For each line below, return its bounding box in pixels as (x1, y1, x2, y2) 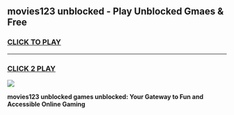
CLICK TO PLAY (7, 38, 61, 47)
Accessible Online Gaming (7, 100, 86, 108)
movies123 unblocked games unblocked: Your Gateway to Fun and (7, 92, 204, 100)
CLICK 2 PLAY (7, 63, 56, 73)
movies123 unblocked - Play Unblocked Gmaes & (7, 6, 224, 17)
